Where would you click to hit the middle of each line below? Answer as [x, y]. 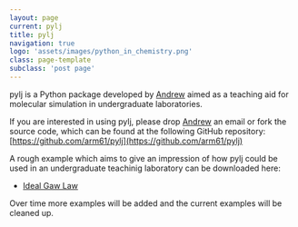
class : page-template [50, 60]
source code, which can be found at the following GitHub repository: [138, 131]
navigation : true [42, 43]
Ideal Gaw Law [50, 185]
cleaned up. [32, 212]
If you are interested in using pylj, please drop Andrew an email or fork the [148, 121]
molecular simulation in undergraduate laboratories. [106, 104]
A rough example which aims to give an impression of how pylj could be [144, 158]
